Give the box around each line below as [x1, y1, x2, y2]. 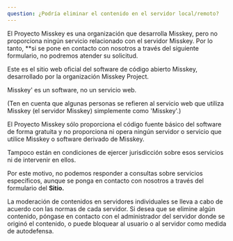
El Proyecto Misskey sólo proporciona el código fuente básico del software [7, 119, 222, 128]
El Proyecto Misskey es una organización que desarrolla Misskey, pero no [7, 29, 218, 38]
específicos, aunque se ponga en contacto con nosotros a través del [7, 176, 204, 185]
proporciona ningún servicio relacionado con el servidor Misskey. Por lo [7, 36, 214, 45]
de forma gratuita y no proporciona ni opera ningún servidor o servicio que [7, 127, 222, 135]
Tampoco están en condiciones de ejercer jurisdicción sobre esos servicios [7, 148, 224, 156]
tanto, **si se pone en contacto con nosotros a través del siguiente [7, 44, 200, 52]
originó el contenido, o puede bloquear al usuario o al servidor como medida [7, 219, 227, 228]
